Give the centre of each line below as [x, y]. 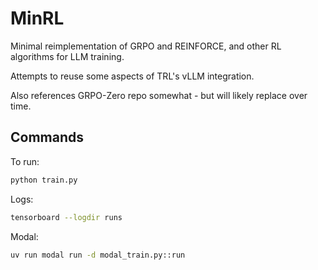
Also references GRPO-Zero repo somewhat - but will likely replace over [159, 95]
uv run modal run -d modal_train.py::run [98, 255]
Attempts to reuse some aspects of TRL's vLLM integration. [132, 76]
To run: [25, 161]
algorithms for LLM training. [67, 56]
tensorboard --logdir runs [66, 217]
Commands [47, 137]
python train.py [44, 180]
